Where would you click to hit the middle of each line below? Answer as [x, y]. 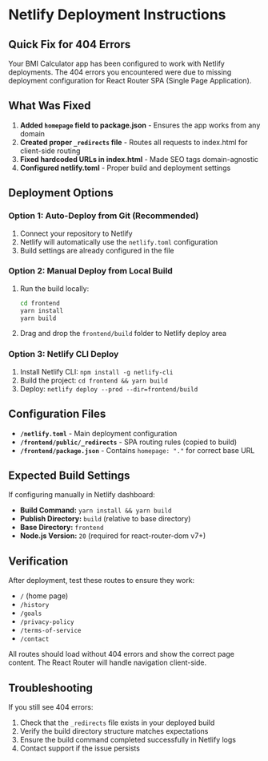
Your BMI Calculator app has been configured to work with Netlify [117, 63]
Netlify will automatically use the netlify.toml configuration [119, 241]
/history [34, 605]
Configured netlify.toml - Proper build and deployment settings [125, 168]
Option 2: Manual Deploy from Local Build [91, 271]
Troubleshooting [51, 688]
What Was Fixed [50, 106]
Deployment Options [61, 193]
